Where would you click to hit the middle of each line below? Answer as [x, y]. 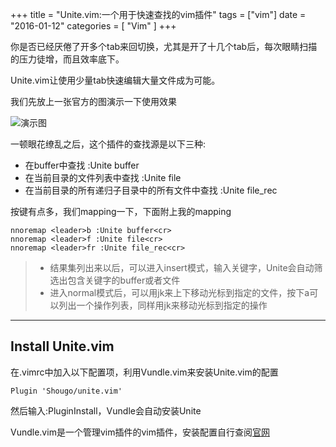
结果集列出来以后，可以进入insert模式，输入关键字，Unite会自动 [182, 267]
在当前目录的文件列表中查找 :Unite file [103, 177]
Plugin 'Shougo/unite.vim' [66, 391]
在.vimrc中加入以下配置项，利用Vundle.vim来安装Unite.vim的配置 [144, 372]
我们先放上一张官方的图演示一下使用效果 [93, 101]
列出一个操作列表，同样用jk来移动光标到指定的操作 [163, 305]
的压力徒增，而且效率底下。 [67, 59]
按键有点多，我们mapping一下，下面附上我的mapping [121, 211]
